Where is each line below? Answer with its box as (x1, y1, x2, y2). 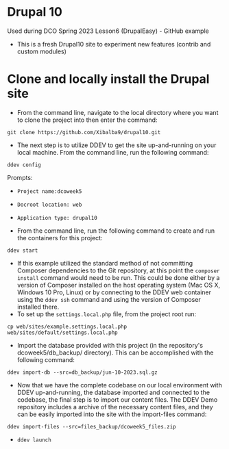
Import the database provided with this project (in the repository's (16, 341, 204, 349)
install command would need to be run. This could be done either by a (16, 273, 220, 281)
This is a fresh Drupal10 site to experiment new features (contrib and (16, 40, 211, 48)
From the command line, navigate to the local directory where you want (16, 108, 219, 116)
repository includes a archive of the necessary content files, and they (16, 402, 214, 411)
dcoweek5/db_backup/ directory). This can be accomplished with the (16, 348, 214, 357)
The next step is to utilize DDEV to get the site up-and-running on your (16, 141, 217, 149)
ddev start (7, 247, 38, 254)
